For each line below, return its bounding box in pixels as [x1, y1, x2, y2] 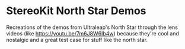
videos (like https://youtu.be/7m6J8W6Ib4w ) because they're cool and [6, 30, 179, 37]
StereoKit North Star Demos [6, 4, 146, 18]
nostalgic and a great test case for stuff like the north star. [6, 36, 148, 43]
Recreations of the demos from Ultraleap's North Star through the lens [6, 24, 178, 31]
